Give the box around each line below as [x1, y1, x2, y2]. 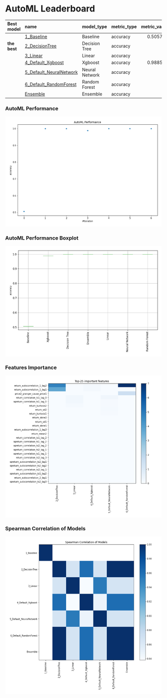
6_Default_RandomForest [24, 81, 77, 87]
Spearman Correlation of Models [5, 525, 86, 532]
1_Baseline [24, 33, 48, 39]
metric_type [111, 23, 137, 29]
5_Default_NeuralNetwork [24, 69, 78, 75]
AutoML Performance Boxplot [5, 234, 79, 241]
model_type [82, 23, 107, 29]
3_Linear [24, 53, 43, 59]
